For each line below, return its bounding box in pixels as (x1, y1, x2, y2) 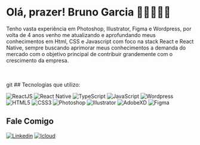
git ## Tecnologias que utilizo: (6, 81, 81, 88)
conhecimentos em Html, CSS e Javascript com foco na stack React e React (6, 38, 194, 45)
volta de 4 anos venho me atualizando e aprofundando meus (6, 31, 156, 38)
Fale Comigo (6, 116, 54, 127)
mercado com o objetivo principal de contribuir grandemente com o (6, 50, 173, 57)
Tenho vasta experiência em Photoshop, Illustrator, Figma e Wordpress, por (6, 25, 192, 32)
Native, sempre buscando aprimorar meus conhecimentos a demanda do (6, 44, 186, 51)
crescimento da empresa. (6, 57, 69, 64)
